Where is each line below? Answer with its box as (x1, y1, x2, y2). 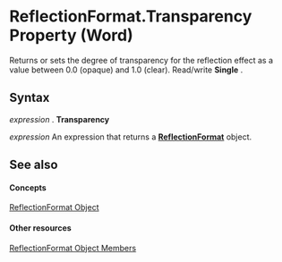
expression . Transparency (9, 114, 110, 124)
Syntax (9, 90, 50, 106)
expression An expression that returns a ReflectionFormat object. (9, 131, 252, 142)
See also (9, 157, 58, 173)
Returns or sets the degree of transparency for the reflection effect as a (9, 55, 274, 65)
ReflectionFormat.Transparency (9, 6, 252, 27)
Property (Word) (9, 25, 133, 46)
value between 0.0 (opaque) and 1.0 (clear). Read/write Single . (9, 64, 244, 75)
